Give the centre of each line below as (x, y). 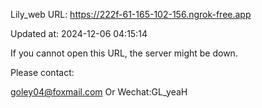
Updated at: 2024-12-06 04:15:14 (79, 33)
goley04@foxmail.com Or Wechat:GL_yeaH (99, 92)
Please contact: (42, 72)
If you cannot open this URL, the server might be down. (124, 53)
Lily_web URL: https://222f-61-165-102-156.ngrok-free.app (131, 14)
